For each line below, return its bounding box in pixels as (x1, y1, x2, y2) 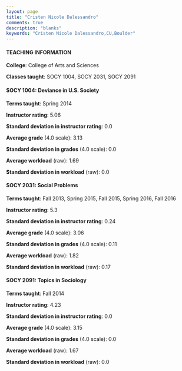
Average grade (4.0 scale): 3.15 (6, 324, 82, 331)
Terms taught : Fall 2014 (6, 290, 65, 297)
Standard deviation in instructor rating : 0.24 (6, 217, 116, 224)
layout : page (6, 8, 38, 15)
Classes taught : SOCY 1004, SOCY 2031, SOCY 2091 (6, 73, 136, 80)
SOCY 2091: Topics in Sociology (6, 277, 87, 284)
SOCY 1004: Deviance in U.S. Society (6, 87, 100, 94)
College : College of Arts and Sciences (6, 62, 99, 69)
